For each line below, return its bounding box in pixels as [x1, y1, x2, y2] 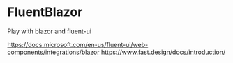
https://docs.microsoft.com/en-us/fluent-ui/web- [7, 40, 149, 48]
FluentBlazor [7, 4, 83, 20]
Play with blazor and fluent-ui [7, 27, 92, 35]
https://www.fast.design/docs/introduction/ [100, 48, 225, 56]
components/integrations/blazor [7, 48, 100, 56]
